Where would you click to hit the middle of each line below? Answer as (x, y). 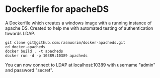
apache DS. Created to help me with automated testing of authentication (79, 28)
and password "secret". (29, 70)
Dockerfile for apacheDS (57, 9)
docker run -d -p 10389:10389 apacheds (46, 56)
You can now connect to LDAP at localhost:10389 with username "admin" (80, 65)
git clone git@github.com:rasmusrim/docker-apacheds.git (65, 42)
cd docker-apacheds (25, 47)
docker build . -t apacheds (34, 51)
